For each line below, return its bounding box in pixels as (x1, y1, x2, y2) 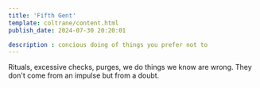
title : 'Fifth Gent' (8, 11, 77, 20)
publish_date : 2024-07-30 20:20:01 (8, 26, 126, 34)
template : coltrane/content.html (8, 19, 119, 27)
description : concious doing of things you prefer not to (8, 40, 208, 48)
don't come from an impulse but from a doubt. (8, 71, 160, 80)
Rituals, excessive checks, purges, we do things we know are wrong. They (8, 63, 252, 72)
